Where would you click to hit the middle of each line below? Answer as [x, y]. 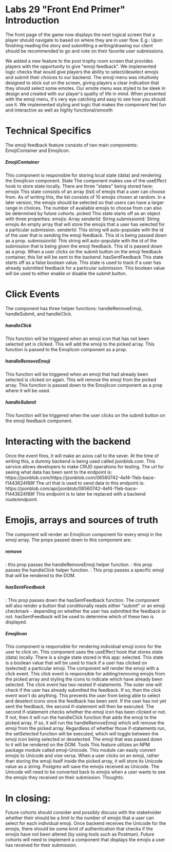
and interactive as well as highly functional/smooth [59, 110]
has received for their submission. [41, 845]
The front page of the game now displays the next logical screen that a [80, 34]
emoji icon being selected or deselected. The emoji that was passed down [84, 739]
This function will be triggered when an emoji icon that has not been [77, 338]
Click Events [33, 294]
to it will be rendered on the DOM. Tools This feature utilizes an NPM [78, 745]
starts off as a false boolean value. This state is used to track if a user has [83, 262]
